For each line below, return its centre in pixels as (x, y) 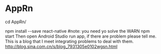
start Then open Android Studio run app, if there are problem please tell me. (81, 36)
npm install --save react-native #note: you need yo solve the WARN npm (78, 31)
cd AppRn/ (16, 22)
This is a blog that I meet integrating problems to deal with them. (69, 41)
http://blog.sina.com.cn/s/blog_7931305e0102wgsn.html (61, 46)
